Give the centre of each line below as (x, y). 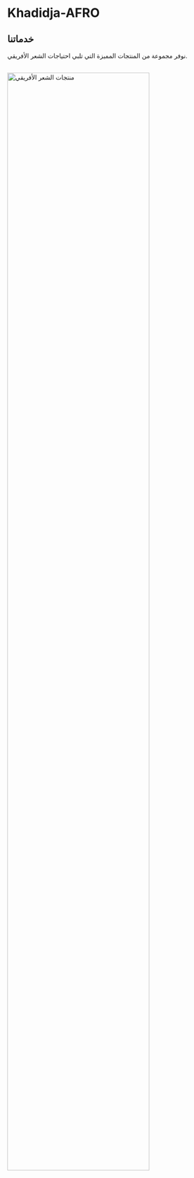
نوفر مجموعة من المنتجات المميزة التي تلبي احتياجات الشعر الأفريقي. (97, 56)
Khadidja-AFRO (54, 13)
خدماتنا (21, 39)
